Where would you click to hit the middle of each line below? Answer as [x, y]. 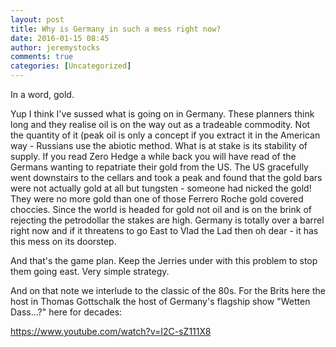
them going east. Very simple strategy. [90, 271]
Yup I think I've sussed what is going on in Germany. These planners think [162, 114]
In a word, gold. [42, 94]
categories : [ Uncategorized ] [71, 66]
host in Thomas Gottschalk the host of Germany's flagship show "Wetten [160, 301]
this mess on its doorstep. [63, 241]
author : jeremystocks [55, 47]
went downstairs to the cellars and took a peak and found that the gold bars [166, 177]
